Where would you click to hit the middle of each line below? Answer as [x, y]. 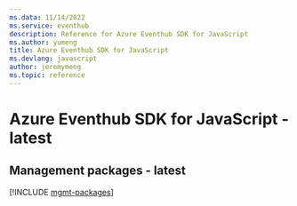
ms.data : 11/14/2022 [48, 17]
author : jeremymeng [45, 67]
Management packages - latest [98, 171]
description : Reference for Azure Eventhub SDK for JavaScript [129, 34]
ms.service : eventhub [49, 26]
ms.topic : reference [48, 75]
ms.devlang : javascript [53, 59]
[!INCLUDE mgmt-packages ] [61, 192]
